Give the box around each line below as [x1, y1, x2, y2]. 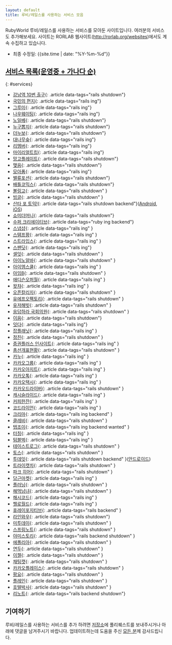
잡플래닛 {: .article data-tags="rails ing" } [12, 328, 98, 334]
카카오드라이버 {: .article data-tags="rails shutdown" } [12, 386, 124, 392]
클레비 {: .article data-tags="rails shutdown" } [12, 417, 108, 424]
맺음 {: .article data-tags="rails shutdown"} [12, 162, 102, 168]
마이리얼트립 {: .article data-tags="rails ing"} [12, 149, 104, 155]
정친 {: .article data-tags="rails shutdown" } [12, 334, 104, 340]
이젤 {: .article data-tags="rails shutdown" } [12, 552, 104, 558]
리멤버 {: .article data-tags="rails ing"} [12, 143, 92, 149]
